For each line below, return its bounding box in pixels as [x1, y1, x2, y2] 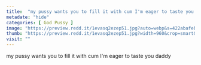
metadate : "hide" [6, 14, 50, 20]
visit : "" [6, 36, 31, 42]
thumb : [6, 31, 23, 37]
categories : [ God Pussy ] [6, 19, 74, 25]
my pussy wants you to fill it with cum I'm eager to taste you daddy [6, 53, 172, 59]
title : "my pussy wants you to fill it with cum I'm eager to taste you [6, 8, 194, 15]
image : [6, 25, 23, 31]
